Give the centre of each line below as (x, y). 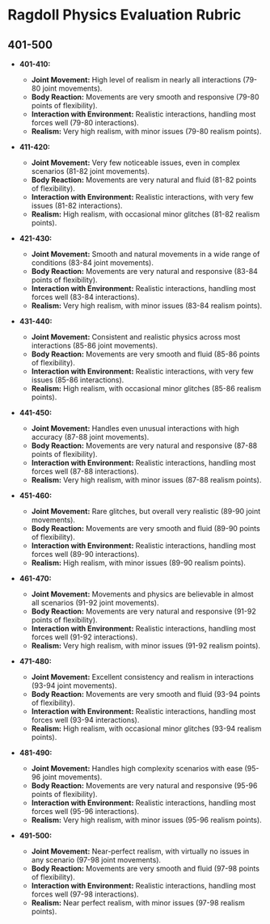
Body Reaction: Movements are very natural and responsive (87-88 (144, 445)
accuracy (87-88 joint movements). (90, 437)
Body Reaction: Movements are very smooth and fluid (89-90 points (146, 528)
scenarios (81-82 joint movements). (91, 171)
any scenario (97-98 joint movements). (96, 860)
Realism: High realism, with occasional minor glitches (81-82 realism (146, 214)
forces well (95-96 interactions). (85, 811)
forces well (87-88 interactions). (85, 471)
